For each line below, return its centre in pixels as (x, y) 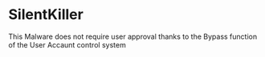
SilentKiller (46, 15)
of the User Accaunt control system (67, 44)
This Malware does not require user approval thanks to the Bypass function (133, 36)
